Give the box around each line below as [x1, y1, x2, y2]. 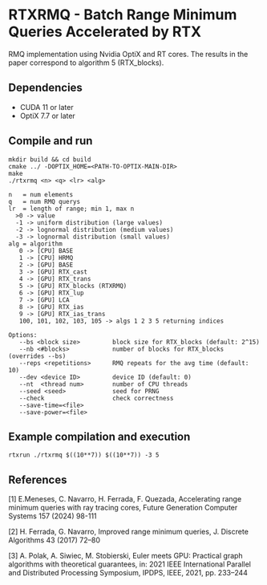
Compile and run [8, 134, 93, 148]
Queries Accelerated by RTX [8, 22, 202, 41]
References [8, 473, 67, 486]
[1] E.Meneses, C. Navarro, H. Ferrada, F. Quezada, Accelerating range [8, 494, 242, 504]
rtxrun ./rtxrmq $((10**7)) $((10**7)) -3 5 [8, 451, 160, 459]
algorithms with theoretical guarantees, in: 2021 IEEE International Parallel [8, 559, 251, 569]
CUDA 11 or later [19, 102, 74, 112]
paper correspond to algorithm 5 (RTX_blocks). [8, 58, 164, 67]
